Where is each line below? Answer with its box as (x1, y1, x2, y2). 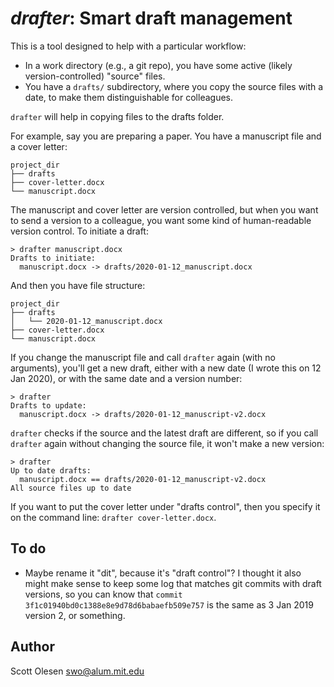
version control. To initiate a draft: (10, 225, 149, 237)
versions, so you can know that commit (24, 588, 183, 600)
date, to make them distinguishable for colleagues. (24, 91, 233, 103)
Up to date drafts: (10, 465, 92, 476)
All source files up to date (10, 483, 132, 493)
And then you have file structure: (10, 279, 146, 291)
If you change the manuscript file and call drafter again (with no (10, 351, 276, 363)
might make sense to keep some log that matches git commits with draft (24, 577, 322, 589)
